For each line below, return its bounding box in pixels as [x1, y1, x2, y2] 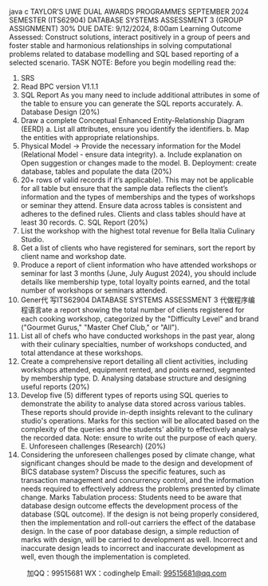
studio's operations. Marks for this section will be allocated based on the [20, 416, 260, 425]
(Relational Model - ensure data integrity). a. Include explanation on [20, 149, 242, 159]
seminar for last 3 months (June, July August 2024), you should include [20, 269, 257, 278]
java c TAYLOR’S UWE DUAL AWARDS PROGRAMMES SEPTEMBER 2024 [9, 7, 250, 16]
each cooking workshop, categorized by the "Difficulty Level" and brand [20, 314, 259, 323]
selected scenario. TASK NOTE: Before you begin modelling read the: [9, 58, 237, 67]
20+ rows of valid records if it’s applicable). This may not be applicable [20, 175, 254, 185]
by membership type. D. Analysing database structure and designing [20, 373, 246, 383]
